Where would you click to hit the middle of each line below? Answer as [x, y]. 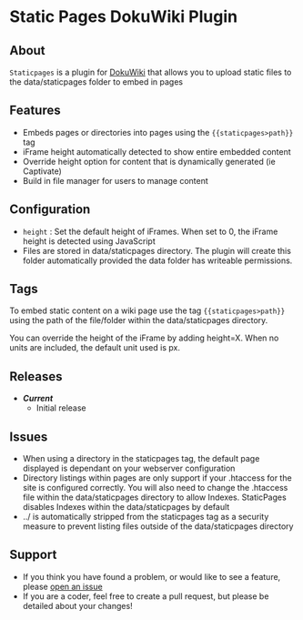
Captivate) [42, 171]
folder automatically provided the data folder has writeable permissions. [157, 260]
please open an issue [62, 586]
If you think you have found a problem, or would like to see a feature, [151, 576]
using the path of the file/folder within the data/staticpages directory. [139, 320]
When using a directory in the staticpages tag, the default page [141, 459]
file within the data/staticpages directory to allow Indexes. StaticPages [154, 497]
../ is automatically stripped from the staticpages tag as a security [146, 517]
